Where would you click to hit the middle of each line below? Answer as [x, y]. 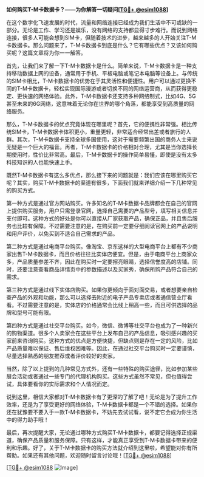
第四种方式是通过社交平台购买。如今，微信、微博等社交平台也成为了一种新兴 [102, 325]
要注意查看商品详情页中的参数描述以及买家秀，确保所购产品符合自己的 [110, 269]
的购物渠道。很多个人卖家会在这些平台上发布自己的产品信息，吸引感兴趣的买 [102, 333]
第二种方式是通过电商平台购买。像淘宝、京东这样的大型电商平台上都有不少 [99, 246]
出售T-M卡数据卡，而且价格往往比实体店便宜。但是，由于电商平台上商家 [102, 254]
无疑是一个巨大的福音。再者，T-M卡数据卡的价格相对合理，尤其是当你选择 [99, 147]
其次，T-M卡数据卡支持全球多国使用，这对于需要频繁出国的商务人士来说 [107, 139]
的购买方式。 [22, 190]
